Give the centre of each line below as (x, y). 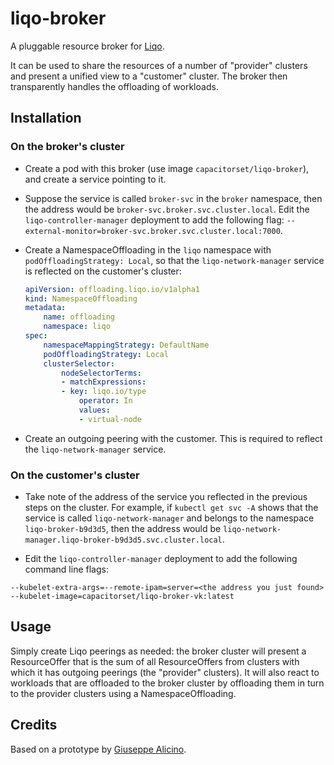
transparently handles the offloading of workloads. (114, 86)
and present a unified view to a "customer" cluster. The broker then (149, 76)
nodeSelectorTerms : (101, 373)
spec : (36, 336)
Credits (34, 725)
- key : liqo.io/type (104, 392)
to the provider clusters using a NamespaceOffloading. (123, 693)
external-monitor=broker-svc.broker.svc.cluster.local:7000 (152, 231)
